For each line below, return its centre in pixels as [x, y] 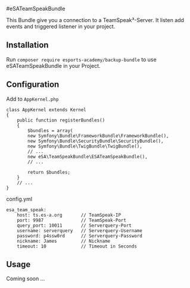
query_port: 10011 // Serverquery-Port [74, 226]
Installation [27, 45]
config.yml [19, 199]
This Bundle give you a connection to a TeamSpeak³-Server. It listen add [95, 20]
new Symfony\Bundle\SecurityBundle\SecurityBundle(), [96, 141]
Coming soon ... [26, 278]
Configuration [33, 85]
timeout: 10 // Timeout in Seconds [77, 246]
